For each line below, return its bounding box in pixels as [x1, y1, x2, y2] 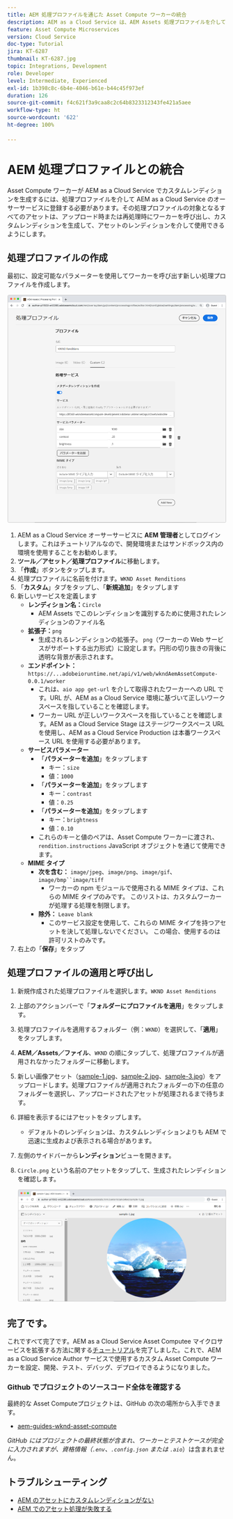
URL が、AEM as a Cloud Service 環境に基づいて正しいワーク [49, 693, 226, 702]
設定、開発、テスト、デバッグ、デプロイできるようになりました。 [25, 1363, 214, 1371]
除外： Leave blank [38, 909, 93, 918]
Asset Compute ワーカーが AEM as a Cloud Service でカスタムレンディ [7, 186, 211, 194]
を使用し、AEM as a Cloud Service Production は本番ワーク [38, 728, 209, 737]
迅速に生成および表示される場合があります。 [27, 1136, 156, 1144]
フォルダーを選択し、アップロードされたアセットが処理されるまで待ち [17, 1089, 219, 1098]
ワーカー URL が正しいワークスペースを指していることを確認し [38, 711, 218, 719]
